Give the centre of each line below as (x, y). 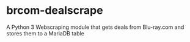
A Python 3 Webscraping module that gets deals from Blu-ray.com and (95, 27)
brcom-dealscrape (55, 10)
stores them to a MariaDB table (45, 33)
